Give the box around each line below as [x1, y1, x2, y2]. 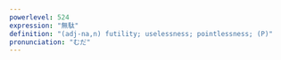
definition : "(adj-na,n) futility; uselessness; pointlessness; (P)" [9, 29, 274, 38]
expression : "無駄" [9, 21, 79, 30]
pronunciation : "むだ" [9, 37, 91, 47]
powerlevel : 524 [9, 12, 70, 22]
